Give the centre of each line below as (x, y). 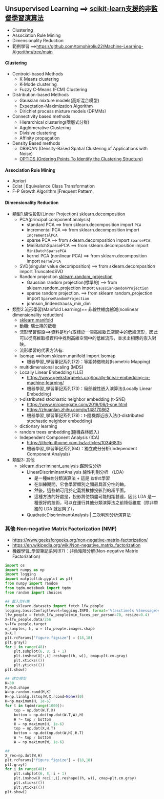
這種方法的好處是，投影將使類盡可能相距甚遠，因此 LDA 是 (93, 497)
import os (15, 565)
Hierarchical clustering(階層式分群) (54, 122)
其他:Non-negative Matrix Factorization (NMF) (61, 529)
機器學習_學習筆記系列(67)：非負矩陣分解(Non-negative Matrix (75, 551)
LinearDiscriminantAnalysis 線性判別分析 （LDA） (77, 472)
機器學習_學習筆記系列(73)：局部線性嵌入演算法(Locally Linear (89, 388)
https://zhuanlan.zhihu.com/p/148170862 (68, 410)
